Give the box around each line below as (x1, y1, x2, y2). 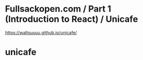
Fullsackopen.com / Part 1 (5, 3, 111, 15)
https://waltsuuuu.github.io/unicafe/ (5, 30, 77, 35)
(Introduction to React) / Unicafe (5, 14, 138, 25)
